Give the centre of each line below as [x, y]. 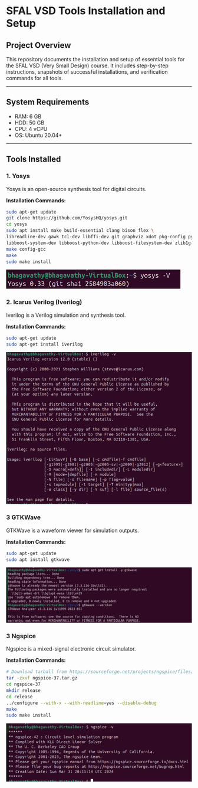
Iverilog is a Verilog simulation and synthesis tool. [66, 315]
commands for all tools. [34, 78]
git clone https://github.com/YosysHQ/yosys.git [67, 218]
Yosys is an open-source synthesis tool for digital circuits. [76, 189]
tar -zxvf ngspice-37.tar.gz [42, 678]
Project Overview [39, 45]
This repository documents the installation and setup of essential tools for [95, 59]
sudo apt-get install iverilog [44, 344]
